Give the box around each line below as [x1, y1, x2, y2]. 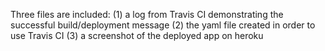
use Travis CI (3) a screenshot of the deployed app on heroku [10, 30, 264, 41]
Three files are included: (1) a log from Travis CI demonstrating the [10, 9, 284, 20]
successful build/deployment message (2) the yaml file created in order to [10, 19, 316, 31]
